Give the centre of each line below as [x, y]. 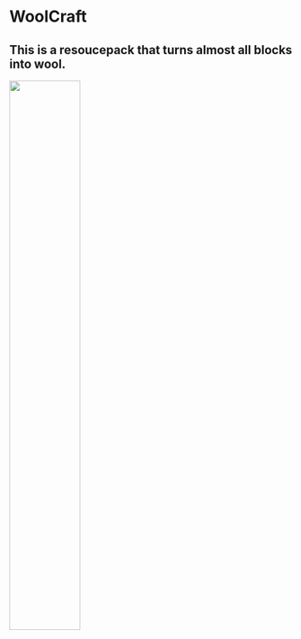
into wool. [38, 64]
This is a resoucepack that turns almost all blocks [151, 50]
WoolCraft [48, 17]
